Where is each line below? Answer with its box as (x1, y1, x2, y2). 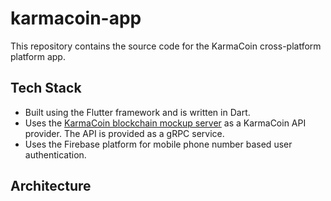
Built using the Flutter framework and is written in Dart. (24, 106, 251, 118)
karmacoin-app (10, 7, 142, 30)
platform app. (10, 50, 66, 62)
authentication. (24, 148, 87, 161)
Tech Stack (10, 80, 82, 97)
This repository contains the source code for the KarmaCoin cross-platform (10, 40, 322, 52)
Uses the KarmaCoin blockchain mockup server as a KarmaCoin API (24, 117, 307, 129)
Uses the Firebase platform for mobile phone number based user (24, 138, 293, 150)
